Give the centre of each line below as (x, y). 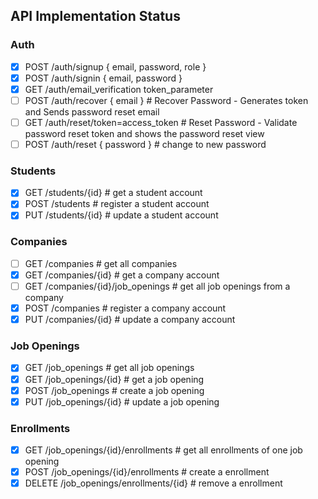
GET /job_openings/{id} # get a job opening (114, 379)
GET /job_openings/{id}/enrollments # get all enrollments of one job (163, 450)
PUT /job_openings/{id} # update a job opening (122, 401)
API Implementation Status (95, 16)
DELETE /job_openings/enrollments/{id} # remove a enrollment (153, 483)
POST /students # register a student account (117, 204)
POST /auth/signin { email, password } (103, 78)
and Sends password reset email (92, 111)
